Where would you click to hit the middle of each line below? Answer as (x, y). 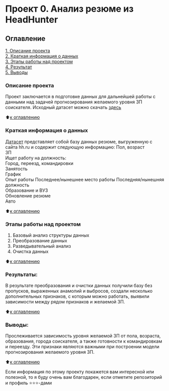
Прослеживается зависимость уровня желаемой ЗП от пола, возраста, (83, 336)
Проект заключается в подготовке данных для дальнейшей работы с (80, 97)
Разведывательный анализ (42, 246)
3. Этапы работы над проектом (39, 61)
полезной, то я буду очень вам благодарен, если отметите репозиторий (84, 377)
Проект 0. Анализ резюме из (70, 9)
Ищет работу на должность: (36, 158)
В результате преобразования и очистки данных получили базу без (79, 286)
